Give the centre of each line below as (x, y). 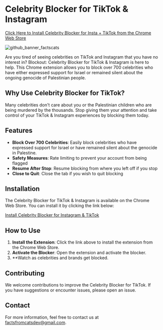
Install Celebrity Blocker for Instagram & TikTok (52, 215)
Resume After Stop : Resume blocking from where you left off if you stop (85, 168)
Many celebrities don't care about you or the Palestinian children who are (79, 105)
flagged (20, 163)
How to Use (23, 230)
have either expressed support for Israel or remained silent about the (74, 72)
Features (19, 131)
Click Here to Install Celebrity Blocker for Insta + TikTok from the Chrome (78, 33)
